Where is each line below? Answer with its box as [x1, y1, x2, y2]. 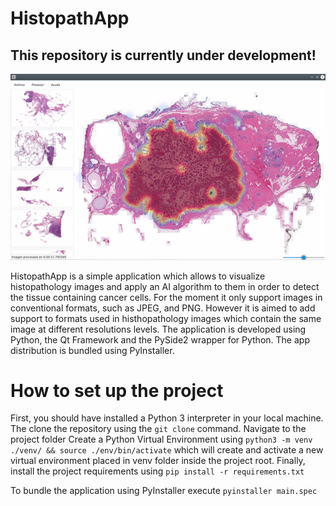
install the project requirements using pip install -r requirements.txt [10, 465, 305, 477]
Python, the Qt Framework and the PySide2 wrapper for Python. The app [10, 333, 310, 346]
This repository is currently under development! [10, 47, 317, 64]
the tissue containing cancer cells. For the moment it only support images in [10, 291, 323, 303]
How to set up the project [10, 379, 224, 402]
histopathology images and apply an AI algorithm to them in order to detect [10, 280, 320, 292]
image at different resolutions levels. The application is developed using [10, 323, 307, 335]
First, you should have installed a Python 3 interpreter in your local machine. [10, 412, 324, 424]
